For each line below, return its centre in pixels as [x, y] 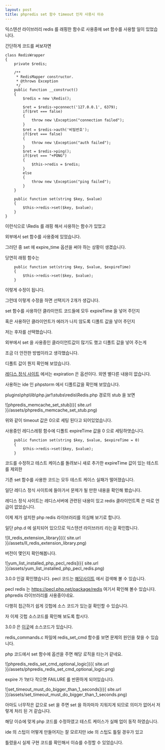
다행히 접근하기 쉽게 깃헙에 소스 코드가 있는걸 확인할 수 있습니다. [67, 606]
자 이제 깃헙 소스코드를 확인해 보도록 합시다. [47, 616]
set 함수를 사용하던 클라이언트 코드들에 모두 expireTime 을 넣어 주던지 [73, 311]
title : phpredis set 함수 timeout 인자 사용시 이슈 [55, 14]
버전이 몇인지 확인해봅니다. [31, 553]
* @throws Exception [37, 81]
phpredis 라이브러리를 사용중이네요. [40, 595]
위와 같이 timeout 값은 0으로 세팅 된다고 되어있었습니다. [59, 420]
